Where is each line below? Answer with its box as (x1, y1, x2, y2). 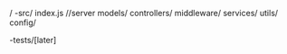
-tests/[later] (9, 35, 57, 45)
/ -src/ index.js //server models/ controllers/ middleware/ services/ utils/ (9, 8, 279, 18)
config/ (9, 17, 36, 28)
